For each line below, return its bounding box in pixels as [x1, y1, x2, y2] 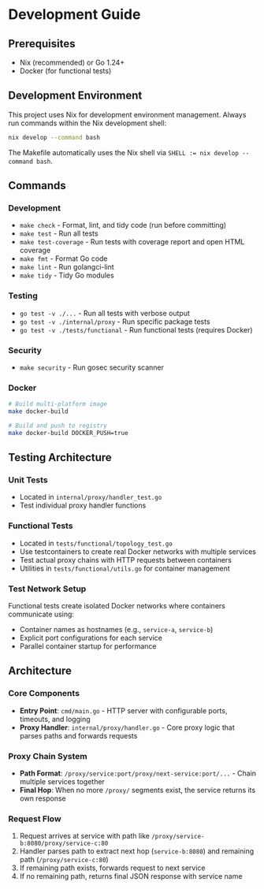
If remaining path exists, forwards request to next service [19, 863, 206, 872]
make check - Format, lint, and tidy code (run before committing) [19, 221, 227, 230]
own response [19, 794, 66, 803]
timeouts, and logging [19, 714, 91, 723]
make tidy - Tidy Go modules [19, 270, 114, 281]
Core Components [8, 688, 80, 699]
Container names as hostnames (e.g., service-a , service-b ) [19, 625, 214, 634]
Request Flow [8, 813, 61, 824]
